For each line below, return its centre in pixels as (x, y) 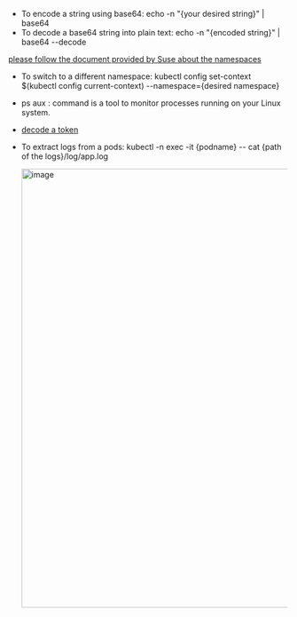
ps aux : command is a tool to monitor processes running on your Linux (151, 103)
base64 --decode (54, 42)
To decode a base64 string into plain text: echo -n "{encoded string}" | (151, 32)
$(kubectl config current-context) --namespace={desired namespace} (150, 86)
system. (35, 112)
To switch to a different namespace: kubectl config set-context (136, 76)
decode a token (50, 130)
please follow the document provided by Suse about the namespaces (135, 59)
